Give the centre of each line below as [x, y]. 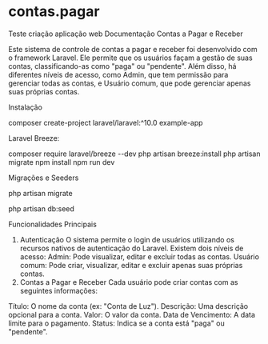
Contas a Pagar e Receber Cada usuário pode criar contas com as [129, 282]
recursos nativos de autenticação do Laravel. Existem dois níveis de [132, 248]
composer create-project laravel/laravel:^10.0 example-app [106, 122]
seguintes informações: [59, 290]
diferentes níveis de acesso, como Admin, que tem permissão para [118, 74]
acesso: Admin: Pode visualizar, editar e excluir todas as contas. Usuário [140, 256]
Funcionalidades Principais [53, 224]
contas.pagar [54, 12]
